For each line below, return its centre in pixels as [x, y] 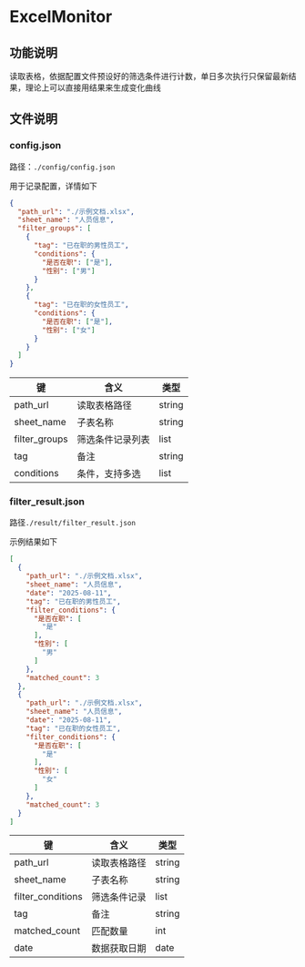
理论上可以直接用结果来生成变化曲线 [93, 87]
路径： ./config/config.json [62, 167]
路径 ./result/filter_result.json [73, 523]
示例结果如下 [33, 542]
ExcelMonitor [61, 17]
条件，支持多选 [109, 473]
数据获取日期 [119, 949]
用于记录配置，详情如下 [53, 186]
